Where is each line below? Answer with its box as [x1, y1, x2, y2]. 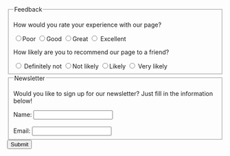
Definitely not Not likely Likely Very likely [23, 62, 168, 70]
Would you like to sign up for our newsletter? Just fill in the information [13, 89, 214, 97]
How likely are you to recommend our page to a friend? [13, 48, 170, 56]
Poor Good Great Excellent [22, 34, 126, 42]
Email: [13, 127, 31, 135]
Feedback [14, 5, 43, 13]
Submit [10, 141, 29, 148]
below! [13, 96, 33, 105]
